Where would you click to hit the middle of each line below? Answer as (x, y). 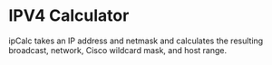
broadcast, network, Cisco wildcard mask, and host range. (118, 50)
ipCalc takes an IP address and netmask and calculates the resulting (136, 41)
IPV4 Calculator (69, 16)
